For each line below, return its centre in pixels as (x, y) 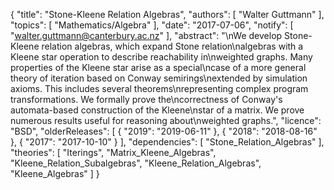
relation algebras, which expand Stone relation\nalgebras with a (172, 46)
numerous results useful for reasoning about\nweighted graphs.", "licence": (166, 120)
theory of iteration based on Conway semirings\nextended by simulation (159, 78)
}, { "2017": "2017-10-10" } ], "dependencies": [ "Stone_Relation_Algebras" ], (167, 142)
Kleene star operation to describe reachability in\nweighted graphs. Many (161, 57)
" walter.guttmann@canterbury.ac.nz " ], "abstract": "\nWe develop (146, 35)
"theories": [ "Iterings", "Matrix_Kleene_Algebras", (113, 152)
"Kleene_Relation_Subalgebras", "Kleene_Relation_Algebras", (136, 163)
